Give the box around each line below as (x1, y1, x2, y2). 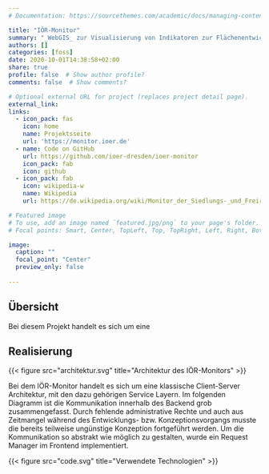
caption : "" (15, 248, 56, 256)
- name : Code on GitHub (15, 145, 94, 153)
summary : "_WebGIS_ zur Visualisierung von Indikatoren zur (8, 34, 214, 42)
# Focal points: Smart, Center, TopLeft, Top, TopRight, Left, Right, (8, 226, 249, 235)
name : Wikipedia (22, 190, 78, 198)
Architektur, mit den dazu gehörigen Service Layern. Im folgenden (8, 390, 227, 400)
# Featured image (8, 211, 66, 219)
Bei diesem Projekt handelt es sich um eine (8, 321, 151, 331)
